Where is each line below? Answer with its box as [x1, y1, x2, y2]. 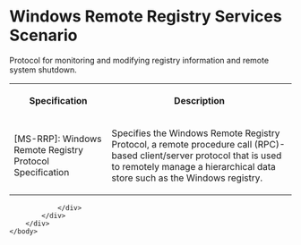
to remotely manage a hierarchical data [111, 160, 276, 173]
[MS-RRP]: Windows [13, 132, 102, 145]
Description [174, 94, 226, 106]
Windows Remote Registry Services [9, 6, 282, 27]
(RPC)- [254, 138, 286, 150]
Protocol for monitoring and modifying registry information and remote [9, 55, 270, 65]
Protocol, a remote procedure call [111, 138, 253, 150]
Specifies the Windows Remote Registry [111, 127, 280, 139]
